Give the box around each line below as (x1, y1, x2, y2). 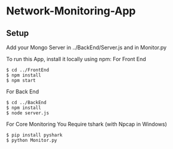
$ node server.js (6, 110, 50, 116)
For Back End (6, 88, 39, 95)
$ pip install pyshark (6, 132, 63, 138)
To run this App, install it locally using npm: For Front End (6, 56, 146, 62)
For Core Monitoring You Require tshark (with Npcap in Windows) (6, 121, 167, 127)
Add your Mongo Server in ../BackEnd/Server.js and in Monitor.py (6, 44, 167, 51)
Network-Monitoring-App (6, 4, 136, 18)
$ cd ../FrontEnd (6, 67, 50, 73)
